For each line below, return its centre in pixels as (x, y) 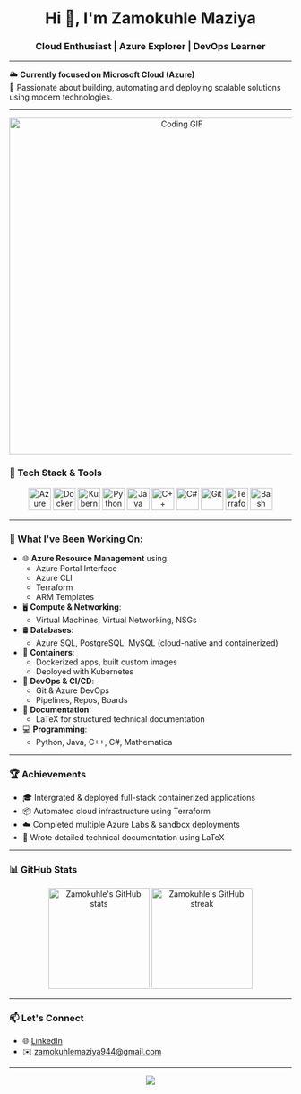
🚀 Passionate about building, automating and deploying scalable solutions (145, 88)
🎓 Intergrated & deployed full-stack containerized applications (139, 798)
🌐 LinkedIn (42, 1040)
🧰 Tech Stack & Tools (56, 473)
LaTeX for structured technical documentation (120, 719)
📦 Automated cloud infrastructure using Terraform (116, 812)
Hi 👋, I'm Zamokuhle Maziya (150, 18)
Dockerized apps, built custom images (106, 662)
